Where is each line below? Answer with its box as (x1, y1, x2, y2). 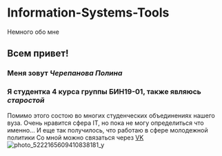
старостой (7, 95, 45, 105)
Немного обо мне (7, 28, 60, 36)
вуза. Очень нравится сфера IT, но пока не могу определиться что (7, 119, 205, 127)
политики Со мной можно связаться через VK (7, 133, 144, 142)
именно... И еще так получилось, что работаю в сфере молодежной (7, 126, 208, 134)
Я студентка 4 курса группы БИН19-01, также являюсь (7, 87, 201, 97)
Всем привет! (7, 48, 69, 59)
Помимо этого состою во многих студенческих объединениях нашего (7, 111, 215, 119)
